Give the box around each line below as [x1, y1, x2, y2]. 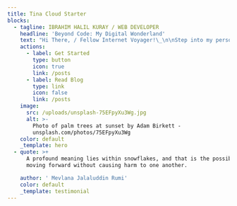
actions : [20, 43, 46, 50]
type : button [32, 57, 71, 64]
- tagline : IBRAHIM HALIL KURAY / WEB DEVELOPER [13, 23, 159, 30]
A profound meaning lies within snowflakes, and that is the [25, 155, 210, 163]
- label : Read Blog [25, 76, 83, 84]
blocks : [7, 17, 30, 24]
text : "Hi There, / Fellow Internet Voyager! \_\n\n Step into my [20, 37, 213, 44]
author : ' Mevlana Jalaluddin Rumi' [20, 174, 128, 181]
